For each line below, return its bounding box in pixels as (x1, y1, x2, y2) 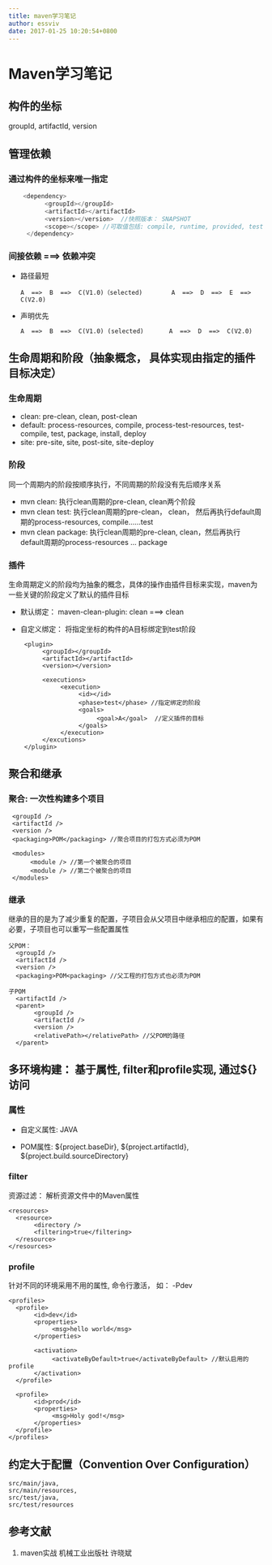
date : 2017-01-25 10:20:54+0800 (8, 27, 117, 35)
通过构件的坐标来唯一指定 (8, 173, 108, 184)
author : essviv (8, 19, 60, 28)
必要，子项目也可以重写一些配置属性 (8, 923, 130, 934)
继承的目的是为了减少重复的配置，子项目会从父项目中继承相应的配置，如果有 (8, 914, 264, 923)
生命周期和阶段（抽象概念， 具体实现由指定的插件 (8, 351, 256, 365)
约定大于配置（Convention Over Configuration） (8, 1457, 256, 1471)
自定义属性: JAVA (19, 1124, 79, 1134)
